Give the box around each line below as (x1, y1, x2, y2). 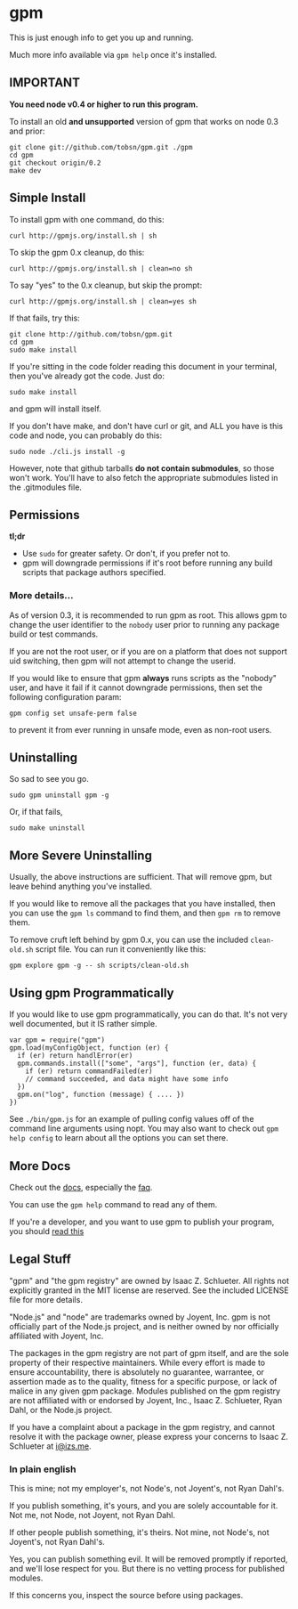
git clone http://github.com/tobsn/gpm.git (9, 329, 173, 338)
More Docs (9, 1158, 71, 1174)
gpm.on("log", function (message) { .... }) (17, 1090, 185, 1100)
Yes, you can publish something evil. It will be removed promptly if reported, (9, 1554, 288, 1564)
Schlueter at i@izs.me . (9, 1441, 92, 1451)
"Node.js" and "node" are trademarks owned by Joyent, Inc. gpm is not (9, 1312, 271, 1322)
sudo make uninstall (9, 824, 86, 833)
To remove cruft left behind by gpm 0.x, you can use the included (9, 934, 249, 946)
